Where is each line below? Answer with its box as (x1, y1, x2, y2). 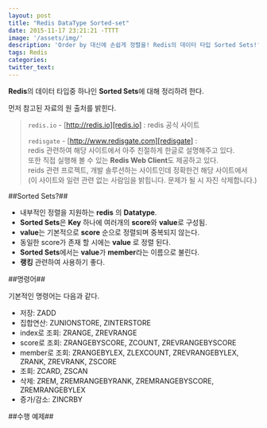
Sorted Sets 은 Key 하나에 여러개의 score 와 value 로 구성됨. (19, 217, 208, 227)
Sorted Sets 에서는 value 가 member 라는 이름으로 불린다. (19, 247, 200, 257)
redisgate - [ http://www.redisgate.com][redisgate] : (27, 136, 198, 146)
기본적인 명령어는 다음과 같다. (8, 291, 100, 301)
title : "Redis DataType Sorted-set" (8, 19, 130, 27)
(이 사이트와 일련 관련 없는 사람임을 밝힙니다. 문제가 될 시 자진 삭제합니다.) (27, 175, 257, 185)
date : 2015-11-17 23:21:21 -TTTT (8, 26, 119, 34)
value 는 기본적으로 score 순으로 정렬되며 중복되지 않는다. (19, 228, 200, 237)
